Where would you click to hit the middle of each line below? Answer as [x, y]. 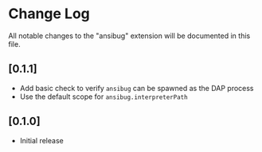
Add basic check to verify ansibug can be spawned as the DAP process [137, 88]
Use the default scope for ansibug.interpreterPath [104, 97]
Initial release [41, 140]
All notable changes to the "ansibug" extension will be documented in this [129, 36]
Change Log [49, 14]
